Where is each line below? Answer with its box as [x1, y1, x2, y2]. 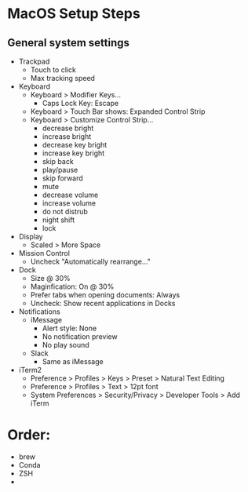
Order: [7, 426, 51, 444]
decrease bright [42, 123, 94, 133]
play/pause [42, 166, 78, 174]
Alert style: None [42, 323, 97, 333]
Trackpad [18, 56, 50, 66]
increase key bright [42, 148, 105, 158]
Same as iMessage [42, 357, 104, 366]
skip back [42, 157, 74, 166]
